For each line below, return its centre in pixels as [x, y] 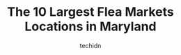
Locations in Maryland [90, 26]
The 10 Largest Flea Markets [90, 12]
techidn [90, 45]
